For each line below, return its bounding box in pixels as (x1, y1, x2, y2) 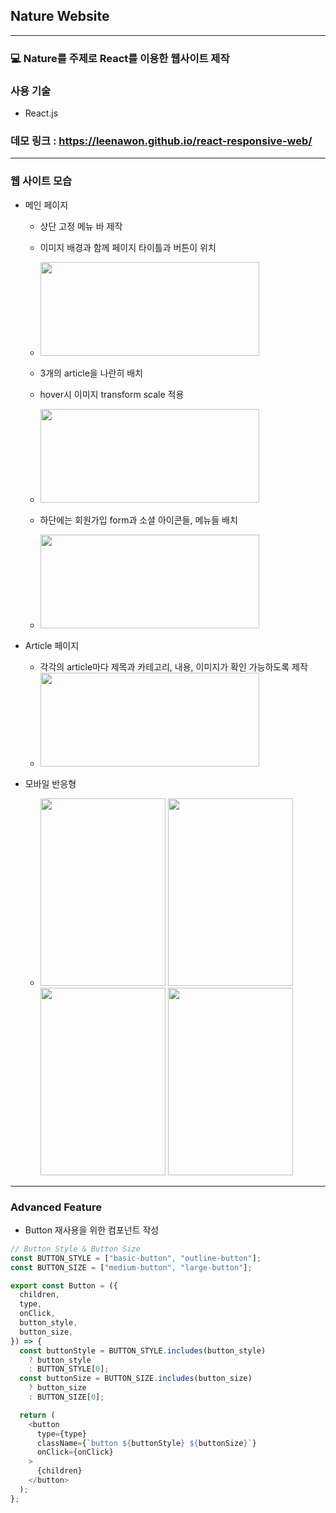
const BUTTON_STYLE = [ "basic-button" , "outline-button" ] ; (10, 1253, 262, 1263)
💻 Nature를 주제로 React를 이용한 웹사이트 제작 (10, 51, 230, 65)
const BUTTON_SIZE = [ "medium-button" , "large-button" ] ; (10, 1262, 253, 1273)
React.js (24, 107, 59, 119)
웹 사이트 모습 (10, 174, 73, 188)
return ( (19, 1410, 56, 1420)
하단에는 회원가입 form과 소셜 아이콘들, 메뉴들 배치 (39, 514, 238, 526)
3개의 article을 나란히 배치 (39, 367, 143, 379)
